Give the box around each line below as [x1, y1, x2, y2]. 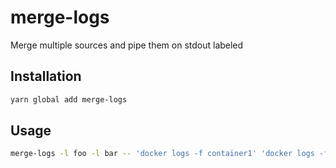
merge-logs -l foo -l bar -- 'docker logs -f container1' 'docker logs [10, 149, 315, 159]
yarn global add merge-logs [10, 94, 128, 105]
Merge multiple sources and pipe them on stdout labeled [10, 39, 244, 51]
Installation [10, 68, 82, 85]
